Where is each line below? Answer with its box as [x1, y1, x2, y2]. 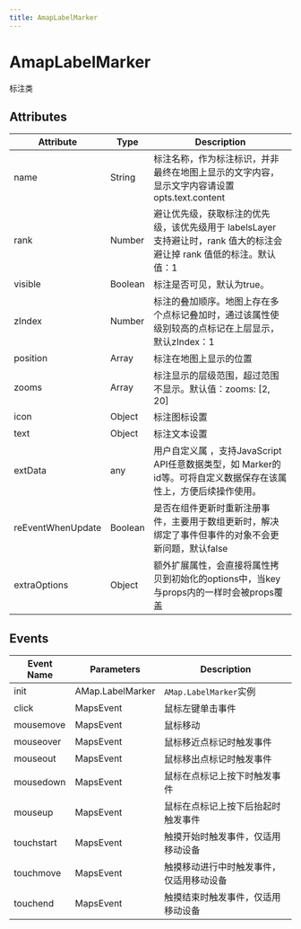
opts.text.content [153, 191, 226, 204]
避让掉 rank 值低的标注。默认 [153, 248, 276, 261]
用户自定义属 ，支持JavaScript [153, 445, 282, 457]
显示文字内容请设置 [153, 180, 235, 192]
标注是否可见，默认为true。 [153, 279, 270, 291]
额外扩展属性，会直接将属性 [153, 559, 271, 571]
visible [13, 278, 42, 290]
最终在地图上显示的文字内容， [153, 166, 279, 179]
